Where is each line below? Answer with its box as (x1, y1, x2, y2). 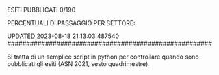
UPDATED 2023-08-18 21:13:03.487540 (7, 32, 120, 40)
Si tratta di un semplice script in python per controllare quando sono (7, 52, 200, 61)
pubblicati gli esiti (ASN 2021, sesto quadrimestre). (7, 60, 151, 67)
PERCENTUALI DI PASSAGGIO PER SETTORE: (7, 19, 136, 27)
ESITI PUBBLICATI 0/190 (7, 6, 76, 14)
